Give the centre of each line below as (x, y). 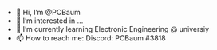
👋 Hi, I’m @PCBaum (48, 12)
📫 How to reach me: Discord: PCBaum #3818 (91, 38)
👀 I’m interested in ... (49, 21)
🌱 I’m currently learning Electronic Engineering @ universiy (112, 29)
